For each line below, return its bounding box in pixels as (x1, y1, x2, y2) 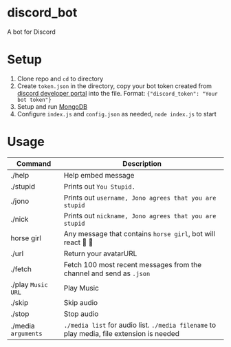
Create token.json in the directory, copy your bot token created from (16, 81, 212, 90)
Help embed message (63, 170, 135, 180)
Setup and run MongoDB (16, 102, 88, 111)
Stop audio (63, 308, 99, 318)
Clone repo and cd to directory (16, 74, 104, 83)
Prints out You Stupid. (63, 181, 135, 191)
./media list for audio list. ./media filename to (63, 320, 217, 330)
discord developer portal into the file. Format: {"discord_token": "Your (16, 89, 218, 97)
